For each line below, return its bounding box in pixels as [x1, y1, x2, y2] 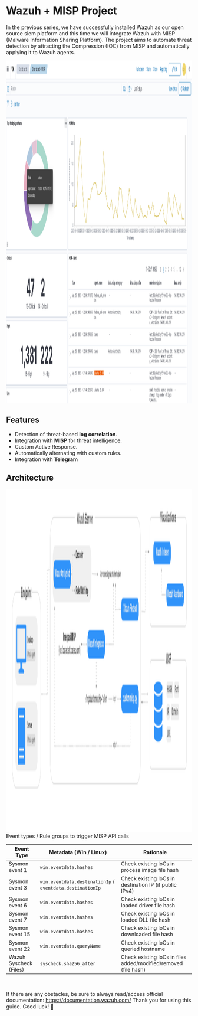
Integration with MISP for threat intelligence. [14, 437, 123, 444]
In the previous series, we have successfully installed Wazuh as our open [6, 24, 184, 31]
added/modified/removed [120, 959, 183, 966]
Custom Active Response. [14, 443, 78, 450]
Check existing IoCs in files [120, 953, 187, 961]
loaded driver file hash [120, 901, 176, 909]
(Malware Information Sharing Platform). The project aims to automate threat [6, 36, 192, 43]
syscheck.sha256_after [39, 961, 96, 966]
